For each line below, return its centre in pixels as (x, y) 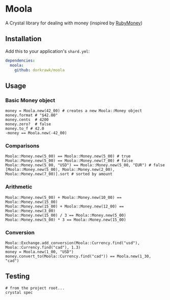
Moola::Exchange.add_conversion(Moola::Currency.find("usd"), (73, 243)
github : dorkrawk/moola (40, 70)
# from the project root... (35, 288)
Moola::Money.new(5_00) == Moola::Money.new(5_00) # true (68, 156)
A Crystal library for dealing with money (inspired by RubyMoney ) (74, 23)
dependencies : (20, 61)
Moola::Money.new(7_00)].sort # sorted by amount (59, 174)
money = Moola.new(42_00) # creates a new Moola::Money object (74, 111)
